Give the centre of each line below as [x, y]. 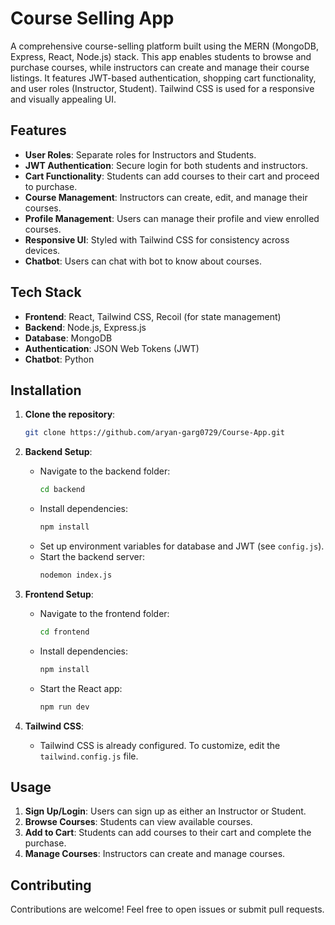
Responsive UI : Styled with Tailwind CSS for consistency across [157, 239]
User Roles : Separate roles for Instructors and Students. [140, 154]
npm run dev [64, 707]
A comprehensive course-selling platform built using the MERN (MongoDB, [165, 46]
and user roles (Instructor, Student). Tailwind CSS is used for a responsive [162, 88]
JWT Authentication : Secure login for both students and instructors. [166, 165]
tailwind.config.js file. [89, 756]
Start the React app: [81, 688]
